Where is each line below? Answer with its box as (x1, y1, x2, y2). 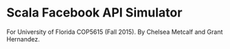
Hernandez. (6, 35, 40, 43)
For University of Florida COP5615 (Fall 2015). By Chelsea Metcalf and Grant (6, 28, 223, 36)
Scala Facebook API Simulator (6, 5, 182, 21)
